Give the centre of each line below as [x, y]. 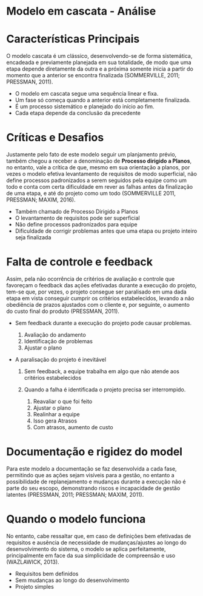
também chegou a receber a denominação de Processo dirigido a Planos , [99, 161]
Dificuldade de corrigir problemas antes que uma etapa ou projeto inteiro [106, 231]
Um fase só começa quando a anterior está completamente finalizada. [103, 100]
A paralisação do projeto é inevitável [61, 359]
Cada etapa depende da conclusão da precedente [78, 113]
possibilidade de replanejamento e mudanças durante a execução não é [96, 482]
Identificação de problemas [58, 341]
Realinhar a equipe [56, 414]
